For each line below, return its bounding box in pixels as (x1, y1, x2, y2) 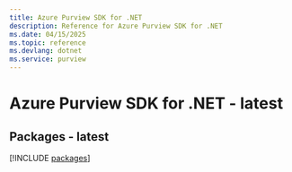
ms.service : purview (9, 55, 87, 64)
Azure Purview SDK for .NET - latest (9, 93, 284, 114)
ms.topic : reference (9, 38, 87, 47)
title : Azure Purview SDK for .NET (9, 13, 143, 22)
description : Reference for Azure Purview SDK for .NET (9, 21, 223, 30)
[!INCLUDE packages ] (9, 153, 91, 163)
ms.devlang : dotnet (9, 47, 83, 56)
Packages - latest (9, 129, 110, 144)
